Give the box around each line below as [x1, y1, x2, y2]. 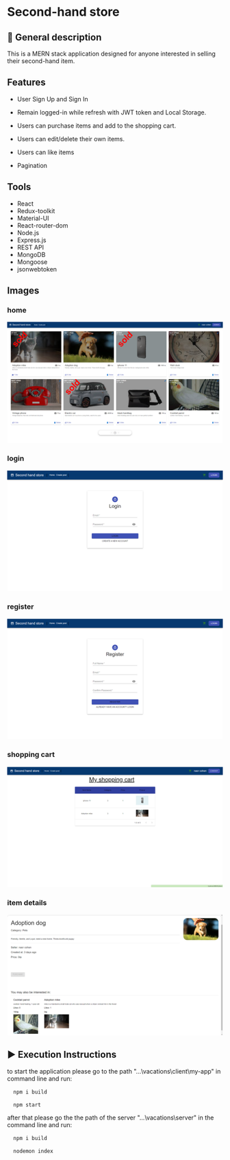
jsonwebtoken [16, 265, 57, 273]
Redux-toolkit [16, 206, 55, 215]
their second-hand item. [7, 57, 75, 65]
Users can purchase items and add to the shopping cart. [16, 121, 177, 130]
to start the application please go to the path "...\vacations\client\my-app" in [7, 1067, 221, 1075]
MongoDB [16, 250, 46, 258]
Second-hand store [7, 4, 120, 20]
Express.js [16, 236, 47, 244]
